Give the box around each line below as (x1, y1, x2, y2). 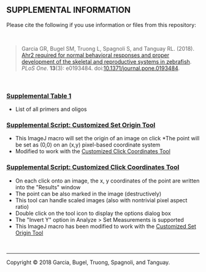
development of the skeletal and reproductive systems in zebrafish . (21, 58, 192, 65)
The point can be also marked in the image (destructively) (15, 190, 161, 197)
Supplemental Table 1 (6, 91, 72, 100)
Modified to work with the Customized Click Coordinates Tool (15, 148, 170, 155)
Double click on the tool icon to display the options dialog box (15, 210, 172, 217)
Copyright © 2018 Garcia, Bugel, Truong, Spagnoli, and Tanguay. (6, 259, 170, 266)
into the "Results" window (15, 183, 81, 191)
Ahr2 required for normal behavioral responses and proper (21, 51, 170, 59)
